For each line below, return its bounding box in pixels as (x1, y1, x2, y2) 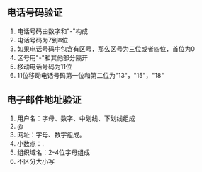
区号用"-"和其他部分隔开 (16, 53, 89, 62)
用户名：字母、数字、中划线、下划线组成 (16, 114, 135, 122)
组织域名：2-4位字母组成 (16, 148, 90, 156)
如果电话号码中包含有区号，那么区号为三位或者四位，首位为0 (16, 45, 196, 53)
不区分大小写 (16, 156, 55, 165)
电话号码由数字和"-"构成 (16, 27, 89, 35)
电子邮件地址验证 (6, 94, 82, 106)
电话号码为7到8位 (16, 35, 69, 44)
